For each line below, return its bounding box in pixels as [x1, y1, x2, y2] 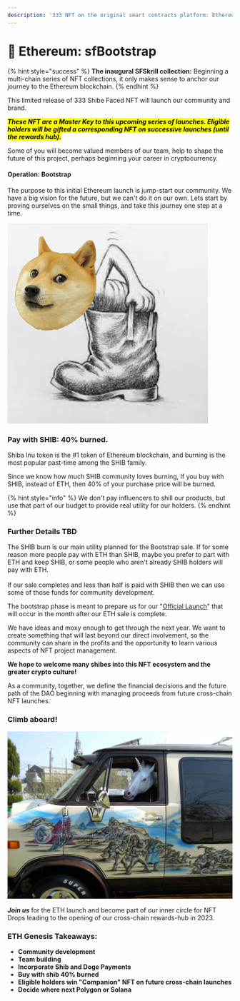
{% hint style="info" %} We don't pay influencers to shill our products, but [7, 493, 226, 503]
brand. [7, 104, 27, 112]
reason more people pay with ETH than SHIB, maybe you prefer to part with [7, 550, 230, 559]
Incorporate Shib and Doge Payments [17, 962, 131, 971]
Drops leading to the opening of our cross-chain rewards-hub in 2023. [7, 914, 215, 922]
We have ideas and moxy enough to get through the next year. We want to [7, 623, 226, 632]
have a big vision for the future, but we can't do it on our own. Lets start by [7, 193, 228, 202]
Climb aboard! [7, 715, 58, 725]
